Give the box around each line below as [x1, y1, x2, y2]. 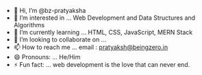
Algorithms [13, 21, 45, 29]
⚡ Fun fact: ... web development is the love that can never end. [13, 61, 190, 68]
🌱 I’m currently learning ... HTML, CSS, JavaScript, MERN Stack [13, 28, 193, 36]
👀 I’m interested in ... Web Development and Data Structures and [13, 14, 196, 22]
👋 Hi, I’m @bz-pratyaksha [13, 7, 86, 14]
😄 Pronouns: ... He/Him [13, 53, 81, 61]
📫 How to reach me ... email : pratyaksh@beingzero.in [13, 43, 168, 51]
